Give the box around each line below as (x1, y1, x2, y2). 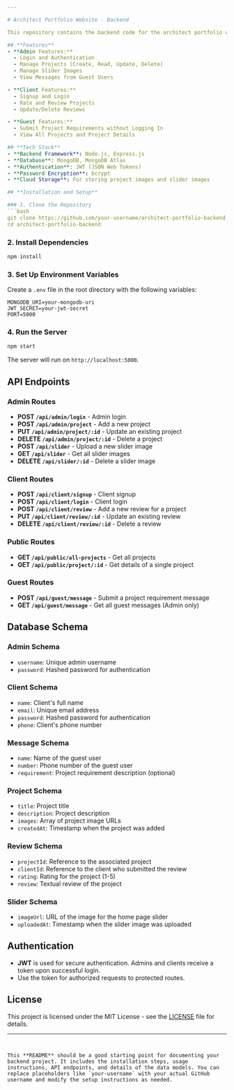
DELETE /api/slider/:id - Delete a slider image (17, 457, 156, 465)
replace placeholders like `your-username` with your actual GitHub (7, 1070, 210, 1077)
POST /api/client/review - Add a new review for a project (17, 505, 187, 513)
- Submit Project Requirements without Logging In (13, 125, 164, 132)
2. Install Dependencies (7, 238, 89, 247)
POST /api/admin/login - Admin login (17, 412, 127, 421)
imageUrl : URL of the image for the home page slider (17, 913, 169, 921)
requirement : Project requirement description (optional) (17, 769, 175, 777)
